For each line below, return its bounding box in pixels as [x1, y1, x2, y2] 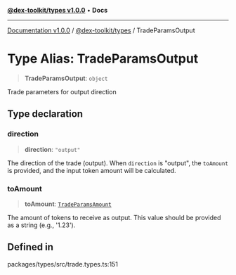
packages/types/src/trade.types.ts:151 [7, 260, 118, 268]
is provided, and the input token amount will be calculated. [7, 166, 177, 174]
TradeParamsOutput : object [24, 74, 108, 82]
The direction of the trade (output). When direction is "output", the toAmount [7, 158, 228, 167]
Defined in [7, 241, 54, 253]
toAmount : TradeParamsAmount [24, 200, 112, 208]
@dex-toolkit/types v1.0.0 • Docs [7, 6, 108, 14]
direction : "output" [24, 145, 81, 153]
